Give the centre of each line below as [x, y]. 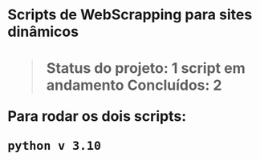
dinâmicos [43, 32]
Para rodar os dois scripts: [97, 117]
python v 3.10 [55, 146]
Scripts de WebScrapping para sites [130, 15]
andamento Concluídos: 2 [134, 85]
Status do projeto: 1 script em [146, 68]
